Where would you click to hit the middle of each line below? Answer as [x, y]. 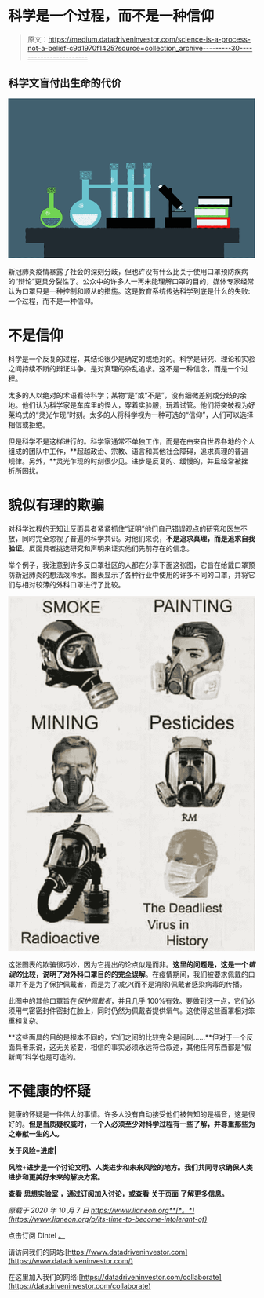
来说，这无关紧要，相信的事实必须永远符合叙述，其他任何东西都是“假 [140, 1047]
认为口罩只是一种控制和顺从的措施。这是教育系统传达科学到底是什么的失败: [129, 291]
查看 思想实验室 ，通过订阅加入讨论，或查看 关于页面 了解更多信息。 [118, 1194]
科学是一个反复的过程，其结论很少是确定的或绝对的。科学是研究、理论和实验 [132, 359]
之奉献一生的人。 [36, 1134]
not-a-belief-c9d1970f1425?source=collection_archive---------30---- [140, 48]
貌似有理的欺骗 [56, 505]
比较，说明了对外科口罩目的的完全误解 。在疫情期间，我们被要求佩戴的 [135, 974]
